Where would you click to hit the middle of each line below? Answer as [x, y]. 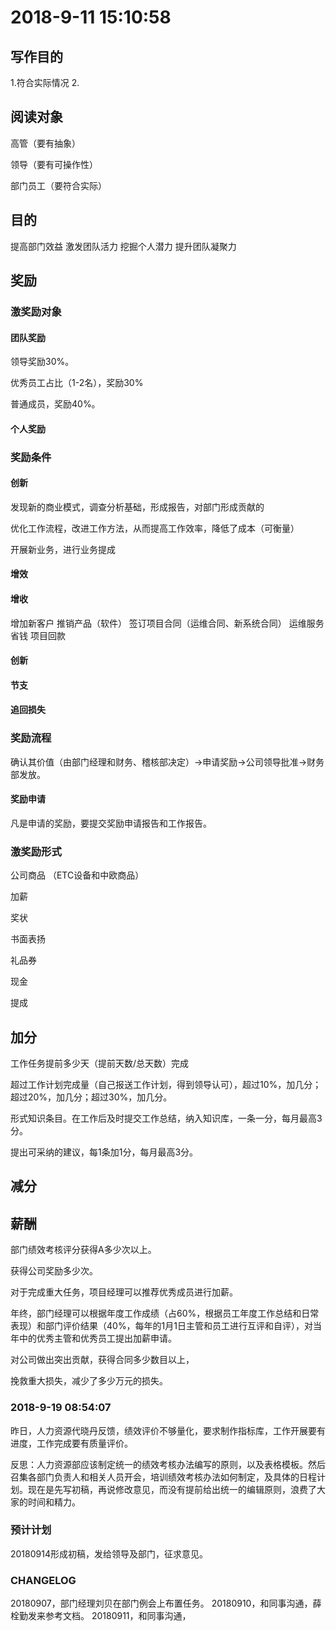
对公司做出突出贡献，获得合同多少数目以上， [102, 1360]
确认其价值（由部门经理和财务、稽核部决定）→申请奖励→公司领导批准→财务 [167, 762]
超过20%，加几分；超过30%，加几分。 [91, 1097]
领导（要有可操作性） [54, 164]
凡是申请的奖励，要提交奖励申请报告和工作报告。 [111, 823]
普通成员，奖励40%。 [55, 404]
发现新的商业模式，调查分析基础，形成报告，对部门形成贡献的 [137, 507]
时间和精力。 [54, 1502]
